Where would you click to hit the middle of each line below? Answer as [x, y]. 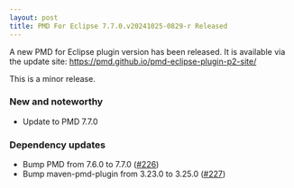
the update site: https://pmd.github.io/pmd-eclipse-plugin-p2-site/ [133, 61]
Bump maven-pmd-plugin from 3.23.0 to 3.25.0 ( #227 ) [124, 174]
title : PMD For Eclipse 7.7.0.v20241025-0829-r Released [119, 26]
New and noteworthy [56, 102]
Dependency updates [58, 145]
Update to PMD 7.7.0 [60, 121]
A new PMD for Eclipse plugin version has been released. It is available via [147, 51]
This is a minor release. [53, 78]
